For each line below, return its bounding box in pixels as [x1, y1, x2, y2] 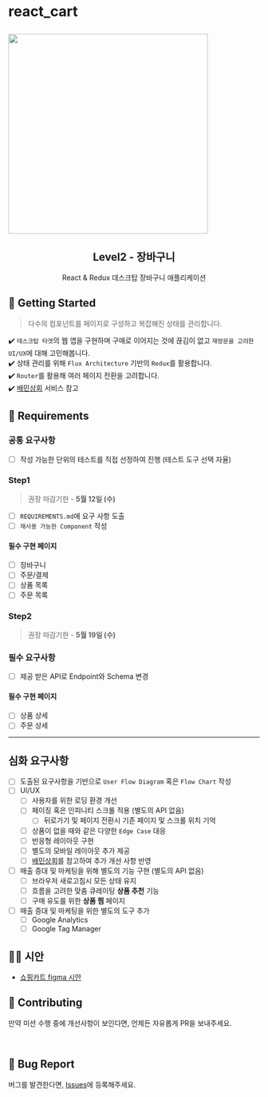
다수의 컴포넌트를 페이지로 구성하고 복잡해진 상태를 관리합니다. [27, 318, 223, 328]
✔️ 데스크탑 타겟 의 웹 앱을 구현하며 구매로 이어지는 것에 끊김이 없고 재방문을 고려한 [8, 335, 254, 345]
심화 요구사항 [8, 754, 69, 768]
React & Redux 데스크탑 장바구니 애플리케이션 [61, 273, 207, 282]
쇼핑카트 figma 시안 [19, 972, 82, 982]
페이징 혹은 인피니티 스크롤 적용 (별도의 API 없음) [31, 806, 185, 816]
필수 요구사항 [8, 652, 56, 663]
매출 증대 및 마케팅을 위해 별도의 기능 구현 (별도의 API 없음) [19, 866, 204, 876]
